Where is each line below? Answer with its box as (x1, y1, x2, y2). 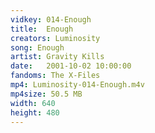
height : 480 (10, 107, 60, 118)
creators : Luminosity (10, 33, 101, 43)
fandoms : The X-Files (10, 71, 101, 81)
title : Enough (10, 24, 74, 34)
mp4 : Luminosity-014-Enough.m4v (10, 80, 145, 90)
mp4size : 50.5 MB (10, 89, 83, 99)
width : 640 (10, 98, 56, 108)
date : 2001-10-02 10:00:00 (10, 61, 132, 71)
